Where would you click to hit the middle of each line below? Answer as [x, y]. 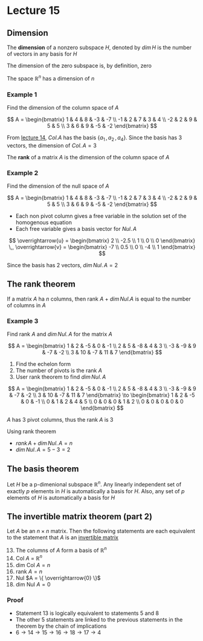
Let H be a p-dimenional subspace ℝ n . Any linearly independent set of [94, 483]
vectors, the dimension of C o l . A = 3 [52, 145]
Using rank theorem [31, 431]
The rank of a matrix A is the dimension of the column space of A [88, 157]
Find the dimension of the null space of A [58, 186]
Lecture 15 [34, 11]
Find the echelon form [43, 364]
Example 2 [23, 173]
